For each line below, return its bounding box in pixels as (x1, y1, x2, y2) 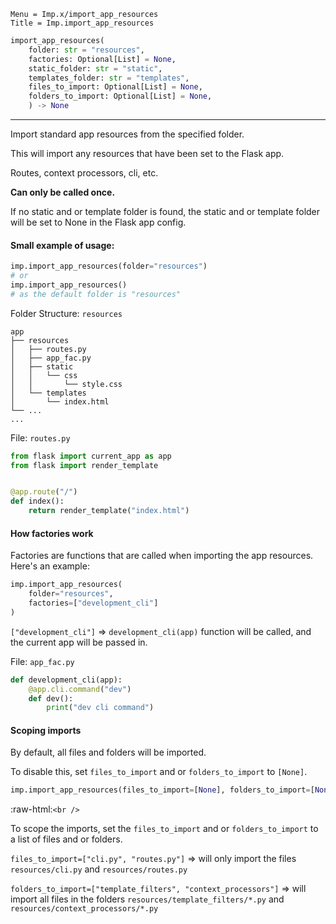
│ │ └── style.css (10, 379, 123, 389)
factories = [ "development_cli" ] (28, 598, 159, 609)
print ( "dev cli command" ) (46, 703, 155, 713)
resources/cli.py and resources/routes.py (10, 863, 188, 875)
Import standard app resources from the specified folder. (10, 128, 245, 140)
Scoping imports (10, 724, 82, 736)
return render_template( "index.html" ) (28, 506, 190, 516)
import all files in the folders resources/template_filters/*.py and (10, 893, 285, 905)
